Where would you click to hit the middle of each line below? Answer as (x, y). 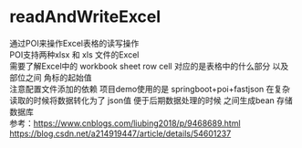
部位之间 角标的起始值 (51, 77)
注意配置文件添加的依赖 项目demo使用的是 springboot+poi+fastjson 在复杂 (150, 89)
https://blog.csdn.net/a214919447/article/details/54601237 (120, 133)
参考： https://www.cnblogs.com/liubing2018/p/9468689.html (125, 123)
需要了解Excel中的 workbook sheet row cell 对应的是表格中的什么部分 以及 (149, 66)
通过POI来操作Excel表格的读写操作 (74, 43)
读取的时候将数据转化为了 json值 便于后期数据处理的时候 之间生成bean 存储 (151, 100)
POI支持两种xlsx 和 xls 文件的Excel (74, 54)
